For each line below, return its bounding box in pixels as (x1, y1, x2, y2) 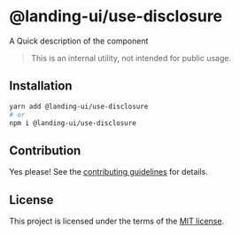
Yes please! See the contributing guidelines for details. (9, 167, 208, 177)
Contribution (9, 143, 81, 158)
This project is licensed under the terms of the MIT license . (9, 215, 224, 226)
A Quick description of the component (9, 35, 149, 46)
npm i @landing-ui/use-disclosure (9, 118, 137, 128)
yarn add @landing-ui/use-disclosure (9, 102, 149, 111)
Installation (9, 78, 73, 94)
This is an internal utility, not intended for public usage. (30, 52, 232, 63)
